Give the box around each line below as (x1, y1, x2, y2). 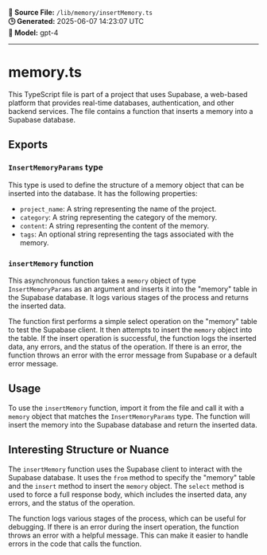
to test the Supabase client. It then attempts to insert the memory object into (8, 325, 253, 334)
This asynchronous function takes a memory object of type (8, 276, 196, 285)
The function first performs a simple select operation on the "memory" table (8, 316, 257, 326)
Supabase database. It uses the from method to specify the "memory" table (8, 472, 256, 482)
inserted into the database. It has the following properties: (8, 188, 198, 198)
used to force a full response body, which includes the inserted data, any (8, 490, 247, 499)
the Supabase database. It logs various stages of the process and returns (8, 292, 249, 302)
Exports (8, 138, 48, 151)
